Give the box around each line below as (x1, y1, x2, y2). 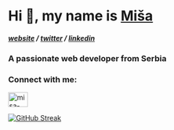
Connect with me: (8, 74, 78, 85)
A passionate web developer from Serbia (8, 53, 167, 64)
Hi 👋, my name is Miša (8, 7, 154, 25)
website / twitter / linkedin (8, 33, 96, 42)
